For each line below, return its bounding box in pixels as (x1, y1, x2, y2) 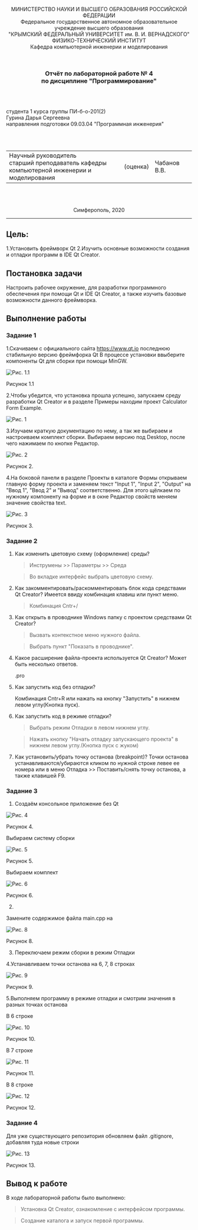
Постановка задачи (6, 268, 82, 278)
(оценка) (123, 162, 149, 171)
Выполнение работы (6, 314, 87, 324)
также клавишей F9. (14, 772, 66, 779)
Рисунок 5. (6, 857, 34, 865)
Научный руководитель (9, 151, 77, 160)
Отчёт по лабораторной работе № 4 (45, 69, 153, 77)
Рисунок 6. (6, 892, 34, 899)
